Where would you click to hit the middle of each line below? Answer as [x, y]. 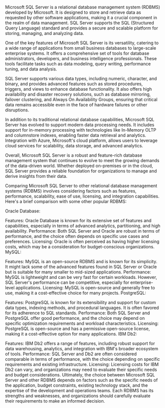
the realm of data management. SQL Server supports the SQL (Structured [80, 23]
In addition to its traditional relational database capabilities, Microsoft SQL [80, 119]
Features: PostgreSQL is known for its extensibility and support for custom [81, 302]
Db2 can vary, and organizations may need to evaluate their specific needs [81, 370]
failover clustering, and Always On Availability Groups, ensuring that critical [81, 100]
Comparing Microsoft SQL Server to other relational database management [81, 186]
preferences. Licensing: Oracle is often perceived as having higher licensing [82, 241]
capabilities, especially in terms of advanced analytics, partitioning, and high [83, 226]
